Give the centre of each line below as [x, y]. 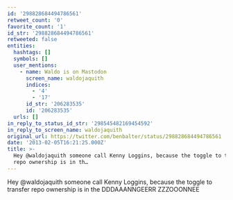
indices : [38, 85]
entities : [21, 46]
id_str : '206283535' [55, 104]
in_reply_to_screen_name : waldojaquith [65, 130]
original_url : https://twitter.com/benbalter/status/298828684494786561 [114, 136]
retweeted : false [32, 40]
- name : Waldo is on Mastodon [63, 72]
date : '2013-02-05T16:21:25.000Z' [57, 143]
